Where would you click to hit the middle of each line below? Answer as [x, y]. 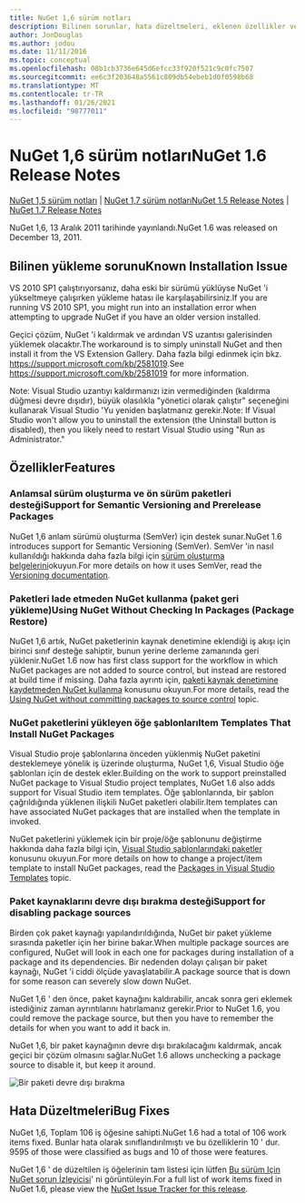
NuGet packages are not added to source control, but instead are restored [148, 670]
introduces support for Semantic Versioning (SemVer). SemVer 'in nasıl [142, 546]
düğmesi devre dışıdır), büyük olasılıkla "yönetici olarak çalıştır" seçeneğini [149, 400]
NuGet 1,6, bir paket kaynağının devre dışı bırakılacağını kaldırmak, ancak [146, 1045]
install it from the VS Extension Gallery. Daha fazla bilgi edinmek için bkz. [146, 354]
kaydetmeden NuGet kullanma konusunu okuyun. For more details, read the [150, 689]
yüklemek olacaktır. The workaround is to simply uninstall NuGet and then [146, 344]
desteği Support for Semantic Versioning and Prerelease [135, 505]
